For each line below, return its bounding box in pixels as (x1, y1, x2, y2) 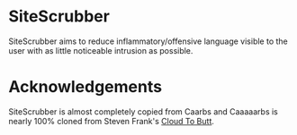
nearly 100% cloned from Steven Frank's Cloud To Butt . (8, 115, 215, 126)
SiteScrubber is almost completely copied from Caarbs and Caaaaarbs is (8, 105, 278, 117)
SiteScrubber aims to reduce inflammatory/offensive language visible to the (8, 36, 289, 46)
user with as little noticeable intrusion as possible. (8, 45, 193, 55)
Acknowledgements (8, 77, 163, 97)
